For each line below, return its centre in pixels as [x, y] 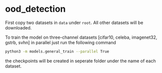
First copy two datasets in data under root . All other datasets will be [74, 23]
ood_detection [35, 9]
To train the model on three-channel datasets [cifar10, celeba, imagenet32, [81, 37]
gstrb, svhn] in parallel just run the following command [61, 42]
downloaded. [19, 27]
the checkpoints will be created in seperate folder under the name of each [81, 61]
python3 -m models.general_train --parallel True [57, 51]
